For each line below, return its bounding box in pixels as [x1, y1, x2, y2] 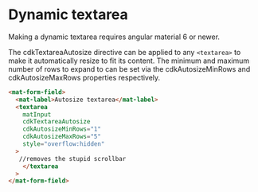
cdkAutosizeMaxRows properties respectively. [8, 72, 161, 82]
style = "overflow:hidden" [22, 140, 105, 148]
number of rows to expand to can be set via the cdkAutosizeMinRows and [8, 64, 251, 73]
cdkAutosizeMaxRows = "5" [22, 133, 102, 141]
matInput [22, 110, 52, 119]
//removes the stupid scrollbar [18, 155, 127, 163]
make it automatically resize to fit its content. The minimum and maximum [8, 56, 250, 65]
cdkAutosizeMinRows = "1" [22, 125, 102, 133]
